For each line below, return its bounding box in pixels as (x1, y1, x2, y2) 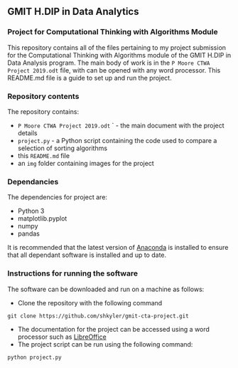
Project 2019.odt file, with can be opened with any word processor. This (7, 65, 221, 74)
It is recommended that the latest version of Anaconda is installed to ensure (7, 243, 229, 252)
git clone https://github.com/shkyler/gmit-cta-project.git (7, 312, 190, 320)
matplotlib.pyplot (17, 214, 67, 223)
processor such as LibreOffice (17, 332, 107, 341)
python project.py (7, 354, 62, 361)
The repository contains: (7, 107, 80, 116)
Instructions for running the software (7, 268, 139, 278)
